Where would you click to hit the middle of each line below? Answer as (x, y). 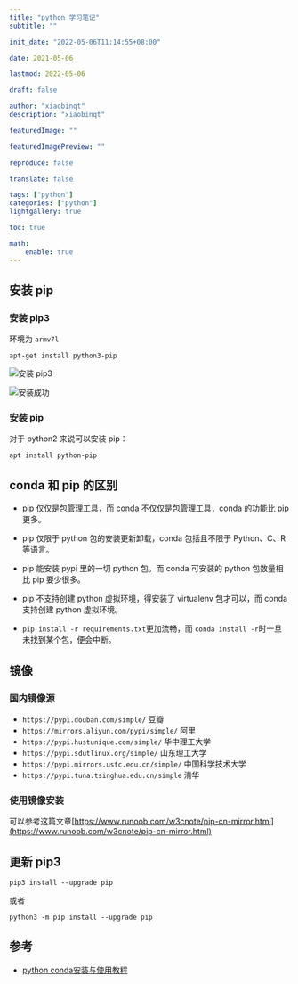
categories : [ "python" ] (53, 203)
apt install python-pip (53, 455)
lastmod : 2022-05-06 (48, 74)
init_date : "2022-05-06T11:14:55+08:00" (85, 42)
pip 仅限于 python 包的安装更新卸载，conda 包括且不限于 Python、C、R (154, 538)
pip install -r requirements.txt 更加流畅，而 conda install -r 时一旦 (152, 628)
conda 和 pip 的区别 (64, 485)
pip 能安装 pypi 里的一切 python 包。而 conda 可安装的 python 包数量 (149, 569)
